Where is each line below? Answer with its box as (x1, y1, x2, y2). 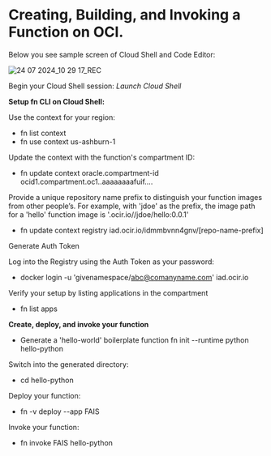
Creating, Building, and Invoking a (8, 6, 241, 24)
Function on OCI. (8, 23, 124, 41)
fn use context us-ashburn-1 (19, 136, 116, 147)
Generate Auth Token (8, 241, 80, 250)
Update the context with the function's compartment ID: (8, 152, 196, 162)
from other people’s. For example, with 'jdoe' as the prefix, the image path (8, 201, 256, 211)
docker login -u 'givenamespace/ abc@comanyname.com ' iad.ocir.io (19, 272, 249, 282)
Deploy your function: (8, 390, 81, 400)
